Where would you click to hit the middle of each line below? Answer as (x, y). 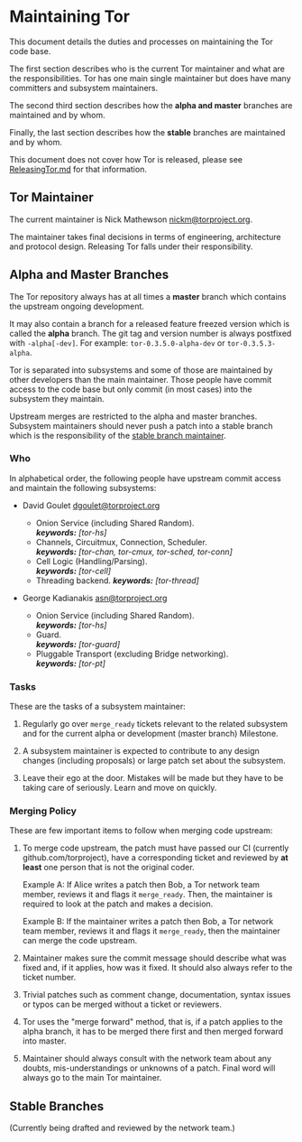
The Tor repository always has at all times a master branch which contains (148, 296)
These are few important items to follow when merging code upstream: (141, 831)
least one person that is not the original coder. (109, 868)
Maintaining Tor (70, 17)
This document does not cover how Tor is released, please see (126, 159)
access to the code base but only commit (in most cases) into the (131, 389)
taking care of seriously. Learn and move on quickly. (119, 788)
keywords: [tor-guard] (78, 644)
